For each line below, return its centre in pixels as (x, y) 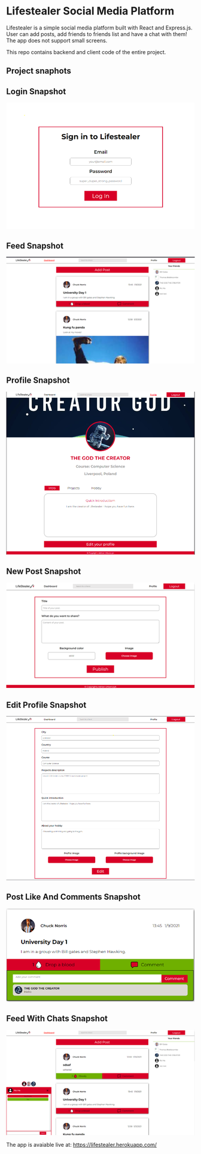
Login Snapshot (36, 91)
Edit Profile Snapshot (46, 705)
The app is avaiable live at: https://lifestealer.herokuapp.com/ (82, 1144)
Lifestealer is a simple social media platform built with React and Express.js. (99, 28)
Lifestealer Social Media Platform (90, 11)
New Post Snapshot (44, 572)
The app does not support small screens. (57, 40)
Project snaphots (39, 71)
